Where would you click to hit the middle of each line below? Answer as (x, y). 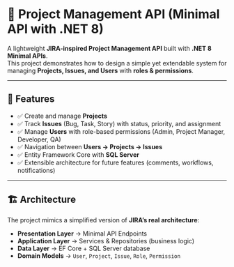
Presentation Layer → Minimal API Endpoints (82, 234)
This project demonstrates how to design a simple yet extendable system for (117, 63)
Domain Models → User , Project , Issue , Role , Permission (99, 255)
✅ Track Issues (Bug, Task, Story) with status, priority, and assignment (119, 123)
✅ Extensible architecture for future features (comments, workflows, (115, 162)
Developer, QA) (39, 139)
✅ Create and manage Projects (62, 116)
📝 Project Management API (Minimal (114, 14)
